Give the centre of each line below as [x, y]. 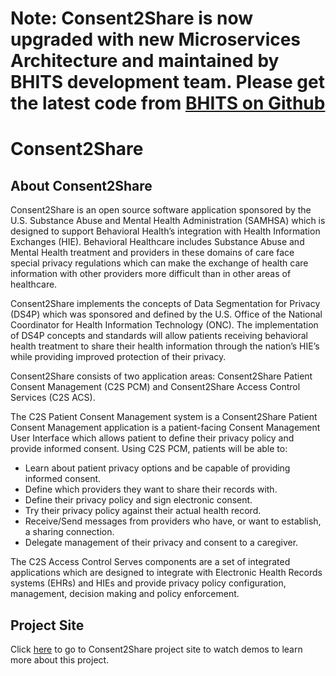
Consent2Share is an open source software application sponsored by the [161, 210]
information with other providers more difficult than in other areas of [151, 274]
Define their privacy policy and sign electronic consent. [138, 500]
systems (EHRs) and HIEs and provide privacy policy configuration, [148, 583]
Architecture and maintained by [145, 61]
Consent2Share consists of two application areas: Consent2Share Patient [161, 376]
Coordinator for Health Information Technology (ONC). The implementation [164, 325]
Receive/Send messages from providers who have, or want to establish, [173, 521]
